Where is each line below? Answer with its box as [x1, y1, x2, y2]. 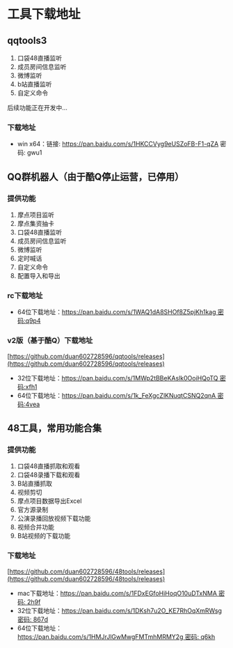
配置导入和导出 [17, 271, 61, 279]
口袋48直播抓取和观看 [17, 462, 81, 470]
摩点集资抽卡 [17, 219, 54, 227]
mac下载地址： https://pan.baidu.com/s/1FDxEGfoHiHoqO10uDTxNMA [17, 589, 218, 597]
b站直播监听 [17, 80, 52, 88]
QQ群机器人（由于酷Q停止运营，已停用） [7, 171, 184, 183]
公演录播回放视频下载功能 [17, 514, 91, 523]
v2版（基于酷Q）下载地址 [7, 336, 93, 346]
